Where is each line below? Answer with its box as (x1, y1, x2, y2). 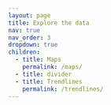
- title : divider (15, 70, 72, 78)
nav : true (8, 26, 41, 34)
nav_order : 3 (8, 33, 51, 42)
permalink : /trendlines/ (22, 84, 104, 93)
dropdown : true (8, 41, 58, 49)
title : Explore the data (8, 19, 90, 27)
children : (8, 48, 41, 56)
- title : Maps (15, 56, 61, 64)
